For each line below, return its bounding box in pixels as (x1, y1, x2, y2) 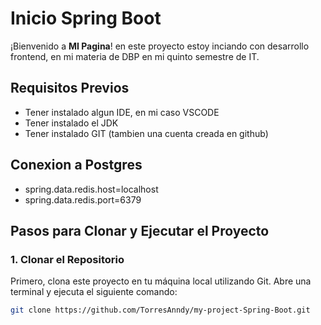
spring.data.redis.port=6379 (24, 193, 142, 206)
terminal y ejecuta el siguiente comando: (10, 286, 178, 298)
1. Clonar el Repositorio (10, 252, 125, 266)
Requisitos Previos (10, 80, 130, 97)
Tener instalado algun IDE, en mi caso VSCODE (24, 106, 220, 118)
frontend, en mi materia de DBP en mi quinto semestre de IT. (10, 50, 260, 62)
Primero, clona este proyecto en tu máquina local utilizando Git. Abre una (10, 275, 312, 287)
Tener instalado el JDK (24, 117, 119, 129)
